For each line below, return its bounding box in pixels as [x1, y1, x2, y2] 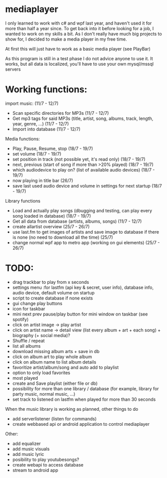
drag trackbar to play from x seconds [12, 279, 89, 285]
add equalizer [12, 440, 41, 446]
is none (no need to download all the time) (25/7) [12, 234, 113, 240]
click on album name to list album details [12, 359, 96, 365]
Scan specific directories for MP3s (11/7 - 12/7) [12, 110, 109, 116]
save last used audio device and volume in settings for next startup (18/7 [12, 183, 162, 189]
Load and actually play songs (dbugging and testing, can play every [12, 207, 152, 214]
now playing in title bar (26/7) [12, 177, 73, 184]
